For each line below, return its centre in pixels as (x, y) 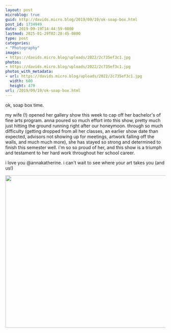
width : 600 (21, 81)
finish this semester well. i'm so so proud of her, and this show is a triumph (83, 147)
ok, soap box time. (25, 105)
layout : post (19, 10)
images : (13, 52)
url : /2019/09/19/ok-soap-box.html (43, 90)
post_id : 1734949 (24, 24)
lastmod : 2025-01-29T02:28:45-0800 (43, 34)
